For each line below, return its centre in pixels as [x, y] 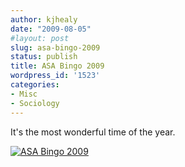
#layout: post [40, 38]
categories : [35, 85]
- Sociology [35, 103]
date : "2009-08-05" [51, 29]
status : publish [44, 57]
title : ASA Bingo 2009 [57, 66]
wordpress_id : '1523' [55, 76]
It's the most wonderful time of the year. [93, 132]
